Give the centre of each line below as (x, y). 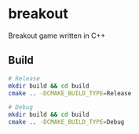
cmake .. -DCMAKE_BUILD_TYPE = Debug (66, 122)
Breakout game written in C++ (57, 35)
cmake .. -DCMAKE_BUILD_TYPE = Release (70, 93)
